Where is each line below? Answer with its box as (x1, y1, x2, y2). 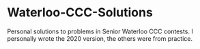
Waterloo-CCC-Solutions (7, 5, 154, 20)
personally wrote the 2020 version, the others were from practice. (7, 34, 193, 42)
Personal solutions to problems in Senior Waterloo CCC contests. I (7, 27, 193, 35)
